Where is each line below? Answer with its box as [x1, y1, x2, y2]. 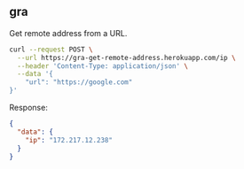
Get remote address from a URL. [9, 27, 128, 38]
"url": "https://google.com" [25, 78, 133, 87]
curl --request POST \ [9, 45, 93, 54]
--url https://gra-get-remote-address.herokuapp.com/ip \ [17, 53, 237, 62]
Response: [9, 103, 49, 113]
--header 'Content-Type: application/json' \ [17, 61, 189, 71]
